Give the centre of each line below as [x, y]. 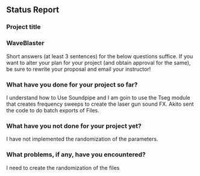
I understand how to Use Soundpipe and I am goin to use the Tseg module [98, 97]
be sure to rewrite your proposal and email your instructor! [79, 69]
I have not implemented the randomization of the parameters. [82, 139]
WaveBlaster [25, 43]
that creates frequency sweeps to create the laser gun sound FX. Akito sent [100, 104]
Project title [23, 27]
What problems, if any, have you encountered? [76, 154]
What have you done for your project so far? [72, 85]
